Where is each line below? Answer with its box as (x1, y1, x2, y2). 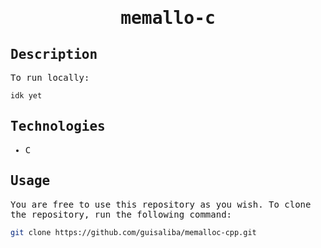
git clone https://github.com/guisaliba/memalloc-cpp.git (10, 227, 257, 237)
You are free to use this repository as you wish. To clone (10, 198, 312, 210)
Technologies (10, 118, 106, 135)
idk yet (10, 91, 43, 101)
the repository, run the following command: (10, 208, 233, 220)
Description (10, 46, 98, 62)
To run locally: (10, 72, 90, 83)
